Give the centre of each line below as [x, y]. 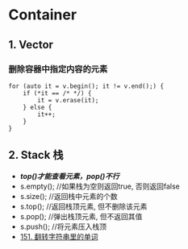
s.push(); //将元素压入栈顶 [63, 226]
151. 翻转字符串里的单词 [59, 236]
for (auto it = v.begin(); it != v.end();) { [86, 86]
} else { [38, 107]
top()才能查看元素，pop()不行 [69, 176]
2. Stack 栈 [36, 155]
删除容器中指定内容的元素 [58, 68]
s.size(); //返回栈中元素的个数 [69, 196]
